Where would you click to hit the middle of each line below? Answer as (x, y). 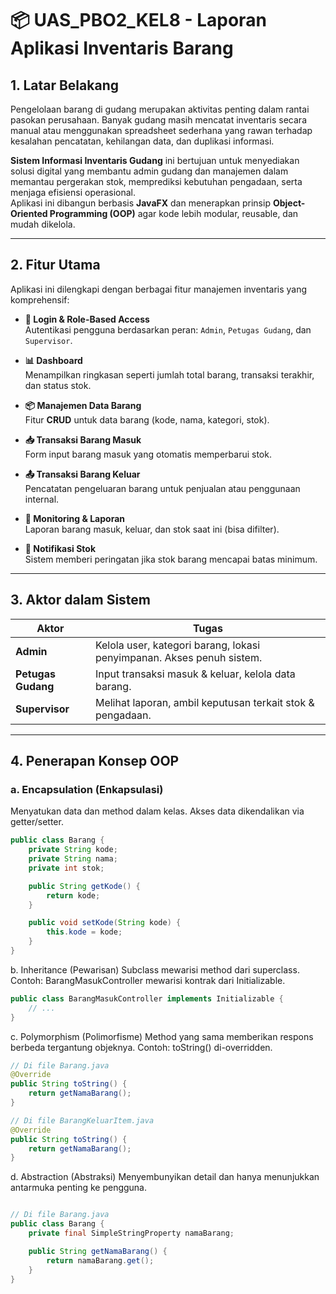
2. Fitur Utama (55, 265)
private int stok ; (66, 868)
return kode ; (73, 895)
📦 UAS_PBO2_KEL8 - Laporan (138, 20)
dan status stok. (58, 385)
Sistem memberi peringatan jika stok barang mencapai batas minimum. (171, 559)
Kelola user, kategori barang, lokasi (177, 645)
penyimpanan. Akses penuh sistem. (178, 657)
